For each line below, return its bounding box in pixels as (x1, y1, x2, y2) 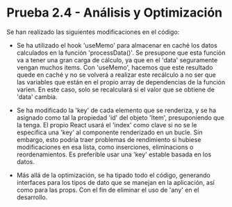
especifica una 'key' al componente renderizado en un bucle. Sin (16, 128, 203, 136)
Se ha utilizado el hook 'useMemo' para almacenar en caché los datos (16, 41, 218, 49)
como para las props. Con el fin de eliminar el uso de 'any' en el (16, 186, 199, 194)
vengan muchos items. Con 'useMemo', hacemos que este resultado (16, 63, 213, 71)
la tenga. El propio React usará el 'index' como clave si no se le (16, 120, 197, 129)
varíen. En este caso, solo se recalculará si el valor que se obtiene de (16, 85, 215, 93)
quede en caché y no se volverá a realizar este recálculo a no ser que (16, 71, 216, 79)
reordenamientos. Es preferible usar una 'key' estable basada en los (16, 150, 212, 159)
